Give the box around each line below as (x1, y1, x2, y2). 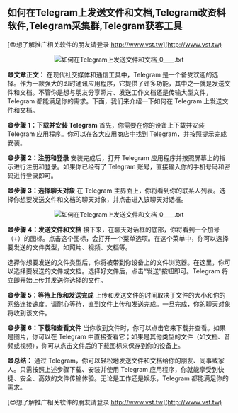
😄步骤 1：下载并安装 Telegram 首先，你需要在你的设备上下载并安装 (7, 120, 205, 129)
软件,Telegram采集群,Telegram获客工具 (7, 20, 183, 32)
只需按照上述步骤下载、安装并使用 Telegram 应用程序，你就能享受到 (19, 365, 218, 373)
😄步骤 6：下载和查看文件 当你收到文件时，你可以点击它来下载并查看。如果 (7, 323, 226, 332)
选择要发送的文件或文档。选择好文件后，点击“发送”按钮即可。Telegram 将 (13, 266, 228, 275)
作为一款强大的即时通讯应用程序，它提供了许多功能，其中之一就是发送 (19, 79, 225, 87)
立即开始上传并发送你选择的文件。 (7, 276, 107, 284)
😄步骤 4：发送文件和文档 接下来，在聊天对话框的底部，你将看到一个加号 (7, 225, 220, 234)
